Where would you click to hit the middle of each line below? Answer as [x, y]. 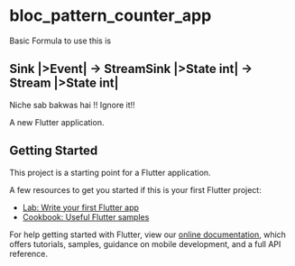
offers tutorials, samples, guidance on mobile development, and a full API [145, 243]
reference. [28, 253]
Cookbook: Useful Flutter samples [86, 216]
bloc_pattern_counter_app [111, 16]
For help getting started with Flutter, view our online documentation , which [148, 234]
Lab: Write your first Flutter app [81, 207]
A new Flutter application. [57, 122]
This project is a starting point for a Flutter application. [110, 172]
